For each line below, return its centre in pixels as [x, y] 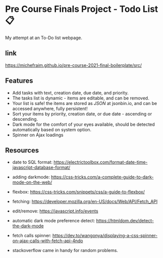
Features [19, 81]
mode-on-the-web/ [32, 182]
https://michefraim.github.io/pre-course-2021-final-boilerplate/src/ [74, 65]
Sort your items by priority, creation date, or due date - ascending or [82, 114]
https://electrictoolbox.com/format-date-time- [101, 162]
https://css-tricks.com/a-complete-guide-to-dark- [102, 177]
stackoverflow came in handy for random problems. [65, 251]
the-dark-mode [28, 226]
